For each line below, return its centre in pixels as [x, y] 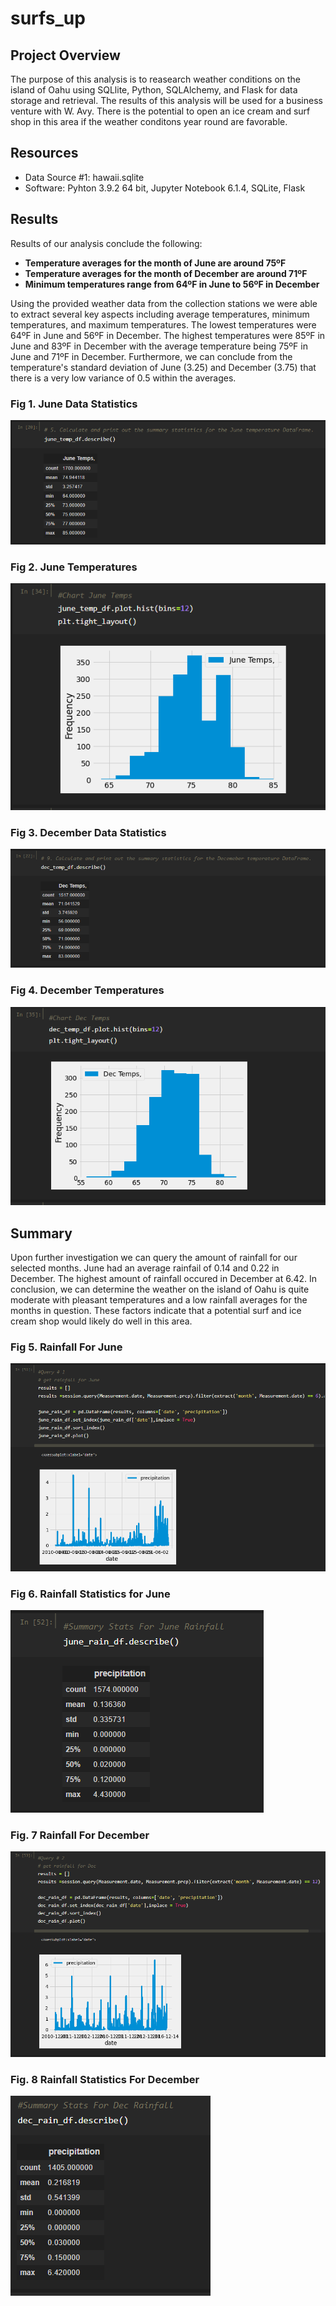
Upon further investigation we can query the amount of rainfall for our [154, 1257]
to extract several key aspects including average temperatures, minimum [160, 314]
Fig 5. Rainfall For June [66, 1347]
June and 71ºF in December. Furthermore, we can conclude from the [151, 356]
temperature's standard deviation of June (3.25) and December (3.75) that [163, 367]
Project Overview [65, 55]
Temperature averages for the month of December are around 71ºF [166, 273]
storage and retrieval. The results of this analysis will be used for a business [166, 100]
